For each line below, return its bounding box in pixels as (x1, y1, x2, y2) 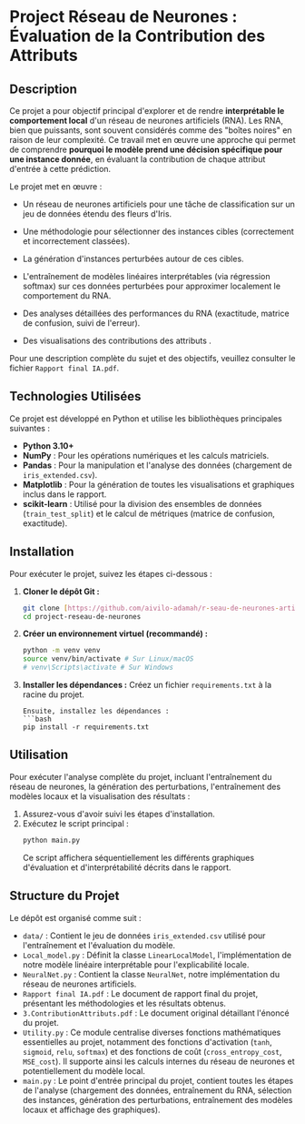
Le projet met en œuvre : (9, 181, 103, 192)
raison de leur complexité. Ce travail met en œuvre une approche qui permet (9, 135, 296, 145)
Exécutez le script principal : (22, 817, 129, 829)
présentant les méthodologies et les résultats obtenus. (22, 997, 227, 1008)
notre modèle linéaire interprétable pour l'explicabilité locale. (22, 958, 250, 970)
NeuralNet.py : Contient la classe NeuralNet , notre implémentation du (22, 968, 280, 979)
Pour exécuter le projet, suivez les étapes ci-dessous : (9, 568, 213, 579)
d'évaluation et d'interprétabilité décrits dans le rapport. (22, 862, 231, 873)
